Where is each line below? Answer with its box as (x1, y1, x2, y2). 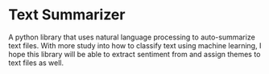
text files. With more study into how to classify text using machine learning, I (8, 40, 262, 50)
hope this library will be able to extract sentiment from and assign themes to (8, 49, 261, 59)
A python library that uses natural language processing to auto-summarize (8, 32, 255, 42)
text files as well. (8, 58, 64, 68)
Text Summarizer (8, 6, 126, 24)
